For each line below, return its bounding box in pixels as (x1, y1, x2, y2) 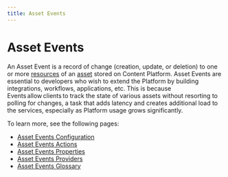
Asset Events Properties (16, 147, 86, 155)
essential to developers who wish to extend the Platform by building (7, 77, 199, 85)
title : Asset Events (7, 10, 67, 17)
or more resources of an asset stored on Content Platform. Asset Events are (7, 69, 222, 78)
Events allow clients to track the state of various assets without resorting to (7, 91, 218, 99)
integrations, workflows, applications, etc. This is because (7, 84, 172, 93)
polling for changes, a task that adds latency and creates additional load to (7, 99, 218, 107)
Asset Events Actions (16, 140, 78, 148)
